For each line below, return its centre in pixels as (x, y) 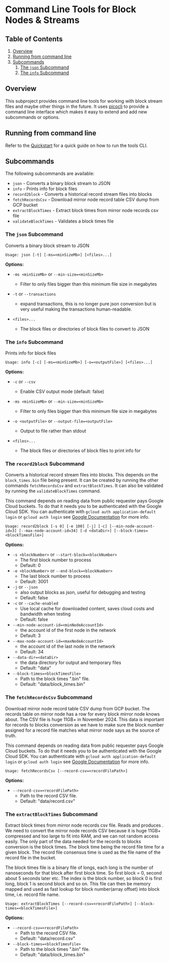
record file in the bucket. (31, 857)
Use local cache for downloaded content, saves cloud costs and (87, 609)
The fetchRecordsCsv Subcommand (49, 698)
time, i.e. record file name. (32, 894)
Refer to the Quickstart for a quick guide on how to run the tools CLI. (76, 145)
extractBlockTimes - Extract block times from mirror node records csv (85, 211)
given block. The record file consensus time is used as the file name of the (83, 852)
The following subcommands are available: (50, 173)
